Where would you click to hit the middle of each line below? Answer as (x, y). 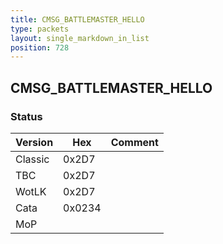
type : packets (40, 29)
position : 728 (40, 47)
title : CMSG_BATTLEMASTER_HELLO (77, 19)
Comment (134, 142)
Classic (32, 159)
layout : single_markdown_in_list (80, 38)
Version (34, 142)
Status (26, 116)
